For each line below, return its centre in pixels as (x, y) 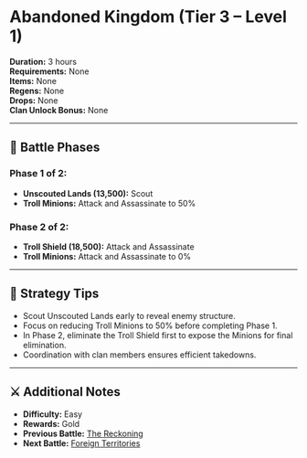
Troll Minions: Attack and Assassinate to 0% (107, 256)
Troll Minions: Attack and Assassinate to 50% (109, 203)
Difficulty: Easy (53, 414)
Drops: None (34, 100)
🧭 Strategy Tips (54, 294)
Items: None (33, 80)
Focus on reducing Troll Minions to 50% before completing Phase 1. (150, 325)
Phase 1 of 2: (38, 174)
